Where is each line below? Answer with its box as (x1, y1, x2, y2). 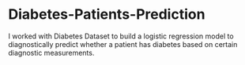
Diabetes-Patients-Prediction (8, 5, 205, 23)
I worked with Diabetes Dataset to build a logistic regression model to (8, 31, 235, 41)
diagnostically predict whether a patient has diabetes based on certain (8, 39, 238, 49)
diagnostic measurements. (8, 48, 95, 57)
